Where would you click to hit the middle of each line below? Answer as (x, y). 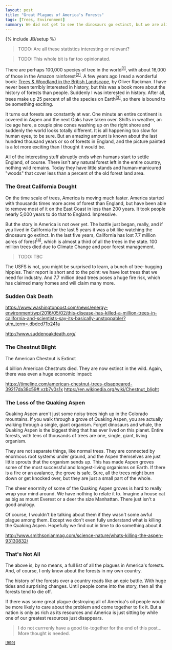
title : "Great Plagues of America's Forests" (55, 15)
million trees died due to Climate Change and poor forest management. (80, 247)
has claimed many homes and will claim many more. (60, 283)
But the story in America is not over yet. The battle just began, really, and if (84, 224)
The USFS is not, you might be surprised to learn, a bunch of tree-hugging (84, 267)
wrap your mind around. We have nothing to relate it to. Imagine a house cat (85, 494)
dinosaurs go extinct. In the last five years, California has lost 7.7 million (81, 235)
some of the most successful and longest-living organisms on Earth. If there (85, 468)
